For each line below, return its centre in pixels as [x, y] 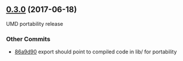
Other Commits [28, 39]
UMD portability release [34, 23]
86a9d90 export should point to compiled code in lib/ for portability [96, 52]
